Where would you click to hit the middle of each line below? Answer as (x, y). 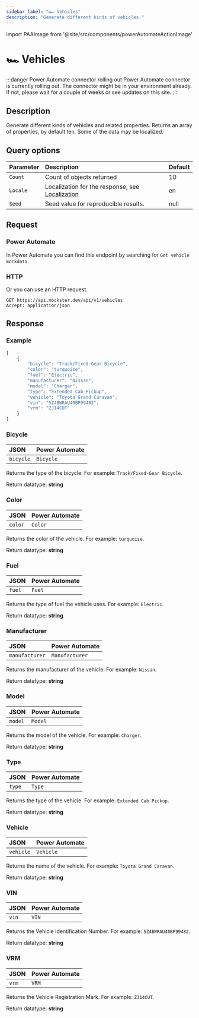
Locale (18, 190)
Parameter (24, 167)
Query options (33, 150)
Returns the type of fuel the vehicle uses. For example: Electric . (85, 604)
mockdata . (18, 261)
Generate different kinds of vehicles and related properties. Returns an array (99, 125)
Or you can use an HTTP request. (47, 289)
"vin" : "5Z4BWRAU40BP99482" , (63, 403)
